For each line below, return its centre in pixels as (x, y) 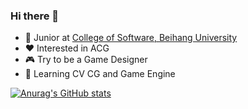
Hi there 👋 (35, 16)
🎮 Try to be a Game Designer (86, 60)
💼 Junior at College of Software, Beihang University (131, 38)
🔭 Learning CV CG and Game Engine (100, 74)
